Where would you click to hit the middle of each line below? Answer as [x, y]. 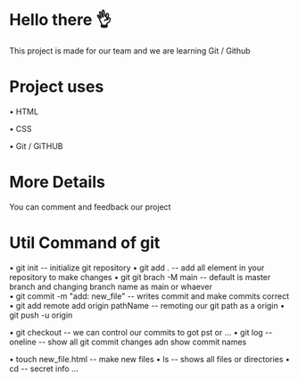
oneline [23, 342]
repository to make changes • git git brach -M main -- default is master [140, 277]
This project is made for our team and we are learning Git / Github [130, 50]
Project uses [57, 87]
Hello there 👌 [61, 20]
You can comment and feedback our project [90, 207]
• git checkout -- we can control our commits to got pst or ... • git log [136, 332]
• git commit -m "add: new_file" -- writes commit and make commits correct [149, 296]
